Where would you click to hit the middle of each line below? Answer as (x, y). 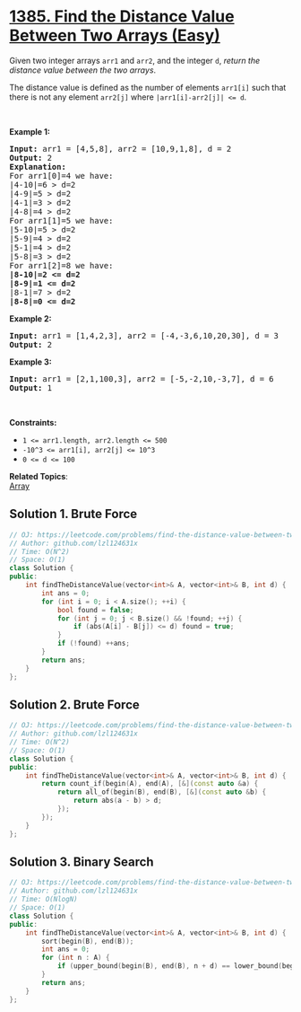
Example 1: (30, 131)
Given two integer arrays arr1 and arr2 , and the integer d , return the (135, 60)
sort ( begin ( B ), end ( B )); (88, 941)
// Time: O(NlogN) (43, 900)
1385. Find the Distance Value (122, 17)
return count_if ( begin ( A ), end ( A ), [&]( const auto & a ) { (150, 784)
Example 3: (30, 362)
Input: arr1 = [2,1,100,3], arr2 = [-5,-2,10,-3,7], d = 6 (142, 378)
